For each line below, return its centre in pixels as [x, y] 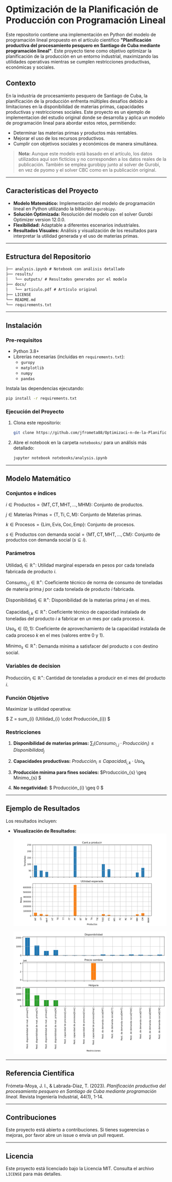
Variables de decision [33, 666]
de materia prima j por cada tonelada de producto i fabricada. [70, 589]
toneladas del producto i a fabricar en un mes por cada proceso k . [75, 618]
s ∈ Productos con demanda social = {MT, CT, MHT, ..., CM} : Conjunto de [83, 534]
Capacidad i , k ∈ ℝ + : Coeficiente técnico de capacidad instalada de [76, 612]
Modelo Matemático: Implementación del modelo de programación [84, 203]
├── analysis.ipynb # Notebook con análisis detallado [65, 269]
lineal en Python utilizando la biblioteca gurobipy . [65, 209]
